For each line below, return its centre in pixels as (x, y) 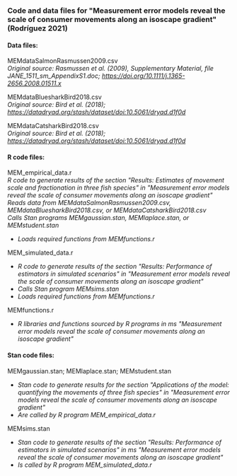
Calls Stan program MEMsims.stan (68, 289)
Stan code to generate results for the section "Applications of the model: (123, 385)
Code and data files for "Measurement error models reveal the (116, 11)
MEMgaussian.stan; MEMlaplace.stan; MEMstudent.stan (89, 371)
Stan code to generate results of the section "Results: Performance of (119, 442)
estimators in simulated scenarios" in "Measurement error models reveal (123, 274)
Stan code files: (31, 355)
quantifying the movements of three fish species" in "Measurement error (123, 392)
